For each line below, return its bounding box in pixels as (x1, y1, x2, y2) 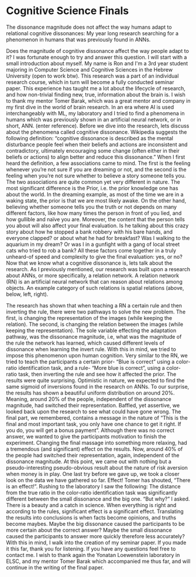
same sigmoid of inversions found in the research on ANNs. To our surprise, (6, 383, 190, 390)
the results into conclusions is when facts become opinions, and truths (6, 514, 177, 521)
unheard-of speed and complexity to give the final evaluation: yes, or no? (6, 253, 183, 260)
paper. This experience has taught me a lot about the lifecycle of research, (6, 85, 186, 92)
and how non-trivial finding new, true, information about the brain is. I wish (6, 91, 185, 98)
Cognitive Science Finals (6, 4, 129, 18)
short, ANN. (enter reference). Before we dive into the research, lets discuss (6, 122, 190, 129)
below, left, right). (6, 291, 49, 298)
